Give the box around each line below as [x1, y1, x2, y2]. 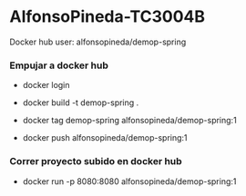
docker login [22, 80, 70, 91]
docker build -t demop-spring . [22, 97, 139, 108]
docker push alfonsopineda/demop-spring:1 [22, 132, 189, 143]
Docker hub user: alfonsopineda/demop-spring [9, 36, 187, 47]
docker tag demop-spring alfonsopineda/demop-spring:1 [22, 115, 237, 126]
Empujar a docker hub [9, 59, 109, 72]
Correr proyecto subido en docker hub [9, 155, 182, 168]
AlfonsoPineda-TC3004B [9, 6, 205, 27]
